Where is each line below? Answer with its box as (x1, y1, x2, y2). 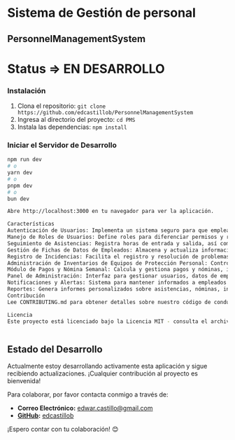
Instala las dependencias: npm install (17, 123, 127, 131)
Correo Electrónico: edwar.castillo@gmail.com (17, 404, 153, 413)
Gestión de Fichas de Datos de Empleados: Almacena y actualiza (7, 247, 199, 254)
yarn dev (7, 170, 33, 177)
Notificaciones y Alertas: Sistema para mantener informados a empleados (7, 279, 227, 287)
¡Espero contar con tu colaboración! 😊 (7, 425, 119, 434)
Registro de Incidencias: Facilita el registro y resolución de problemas (7, 253, 230, 260)
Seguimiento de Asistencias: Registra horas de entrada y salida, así (7, 240, 218, 247)
